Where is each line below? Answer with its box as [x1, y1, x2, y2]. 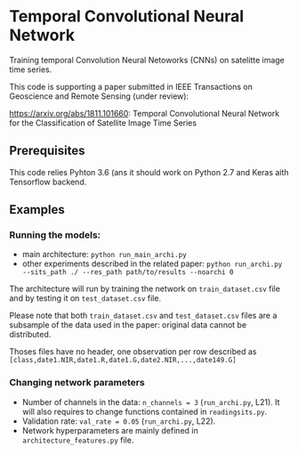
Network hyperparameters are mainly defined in [21, 425, 198, 435]
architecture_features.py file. [21, 434, 134, 445]
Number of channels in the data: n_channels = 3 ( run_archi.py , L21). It [21, 396, 280, 407]
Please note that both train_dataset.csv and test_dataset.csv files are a [9, 310, 278, 321]
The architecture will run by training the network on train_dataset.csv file [9, 283, 280, 295]
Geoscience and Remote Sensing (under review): [9, 91, 189, 101]
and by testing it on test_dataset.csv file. [9, 293, 162, 304]
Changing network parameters [9, 377, 145, 389]
